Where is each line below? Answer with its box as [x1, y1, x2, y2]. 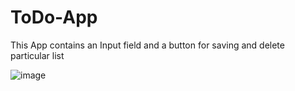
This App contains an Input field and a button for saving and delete [10, 39, 285, 51]
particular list [10, 49, 65, 61]
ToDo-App [10, 6, 98, 29]
